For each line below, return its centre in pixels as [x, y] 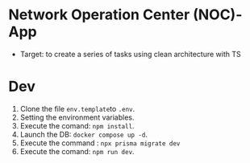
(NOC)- [217, 15]
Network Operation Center [99, 15]
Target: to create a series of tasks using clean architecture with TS [131, 54]
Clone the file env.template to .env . [77, 108]
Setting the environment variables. [77, 117]
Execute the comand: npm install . [77, 125]
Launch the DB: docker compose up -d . [83, 134]
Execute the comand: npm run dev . [77, 151]
